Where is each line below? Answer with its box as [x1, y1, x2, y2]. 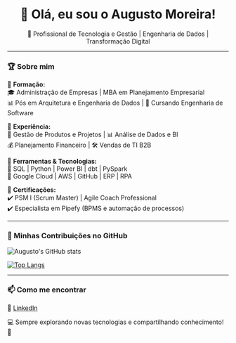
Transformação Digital [86, 37, 150, 45]
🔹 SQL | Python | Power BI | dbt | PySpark [7, 164, 128, 173]
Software [7, 109, 34, 117]
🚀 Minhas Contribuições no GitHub [7, 231, 128, 241]
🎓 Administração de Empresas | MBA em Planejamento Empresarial [7, 88, 205, 97]
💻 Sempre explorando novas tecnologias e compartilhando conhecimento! [7, 318, 224, 326]
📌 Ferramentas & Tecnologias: [7, 157, 97, 166]
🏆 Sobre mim [7, 61, 55, 71]
